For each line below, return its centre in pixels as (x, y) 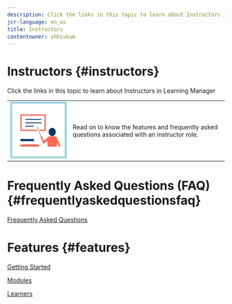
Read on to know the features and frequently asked (145, 127)
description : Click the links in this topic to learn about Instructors (114, 15)
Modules (20, 280)
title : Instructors (35, 29)
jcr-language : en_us (37, 22)
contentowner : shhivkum (41, 37)
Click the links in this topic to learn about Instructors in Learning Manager (112, 91)
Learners (20, 294)
